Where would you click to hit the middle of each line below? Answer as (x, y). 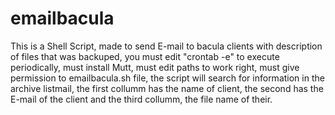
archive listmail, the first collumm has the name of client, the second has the (167, 88)
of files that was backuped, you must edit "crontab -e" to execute (145, 56)
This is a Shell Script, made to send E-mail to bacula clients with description (166, 46)
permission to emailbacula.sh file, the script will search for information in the (167, 78)
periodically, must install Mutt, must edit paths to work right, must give (155, 67)
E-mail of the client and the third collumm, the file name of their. (141, 99)
